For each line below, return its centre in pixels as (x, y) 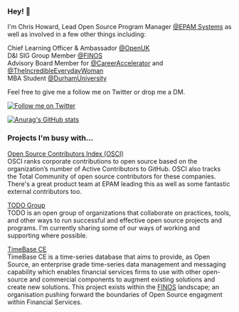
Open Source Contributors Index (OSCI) (65, 154)
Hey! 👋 (19, 11)
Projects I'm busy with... (51, 138)
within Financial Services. (45, 302)
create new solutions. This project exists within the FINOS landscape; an (113, 286)
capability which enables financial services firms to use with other (104, 271)
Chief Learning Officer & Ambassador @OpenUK (79, 48)
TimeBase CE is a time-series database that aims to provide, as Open (109, 257)
